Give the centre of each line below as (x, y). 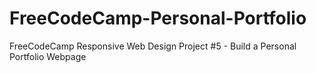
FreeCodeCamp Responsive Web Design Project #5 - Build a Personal (153, 46)
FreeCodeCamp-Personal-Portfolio (158, 18)
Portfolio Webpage (48, 56)
